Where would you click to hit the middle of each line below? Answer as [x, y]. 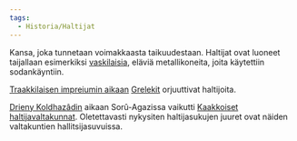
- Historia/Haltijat [56, 26]
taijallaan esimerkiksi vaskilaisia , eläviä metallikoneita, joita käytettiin [137, 62]
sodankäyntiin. [37, 71]
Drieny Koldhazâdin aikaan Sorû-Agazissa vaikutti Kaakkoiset [124, 106]
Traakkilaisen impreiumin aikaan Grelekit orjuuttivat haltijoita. [123, 89]
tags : [20, 18]
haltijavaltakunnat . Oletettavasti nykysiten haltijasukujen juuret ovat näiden [149, 116]
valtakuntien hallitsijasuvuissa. [66, 126]
